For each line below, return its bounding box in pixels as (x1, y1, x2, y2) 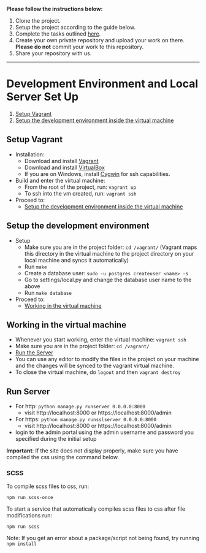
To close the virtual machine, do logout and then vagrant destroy (15, 368, 181, 376)
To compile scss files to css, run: (6, 482, 90, 490)
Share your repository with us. (15, 50, 92, 57)
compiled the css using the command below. (6, 454, 120, 461)
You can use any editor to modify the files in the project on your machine (15, 356, 199, 363)
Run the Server (15, 349, 53, 356)
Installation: (15, 150, 45, 158)
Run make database (24, 289, 72, 296)
